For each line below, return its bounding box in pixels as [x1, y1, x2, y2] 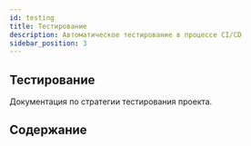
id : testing [9, 13, 55, 23]
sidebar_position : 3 [9, 38, 88, 48]
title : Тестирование [9, 22, 88, 31]
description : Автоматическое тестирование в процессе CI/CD [9, 30, 243, 39]
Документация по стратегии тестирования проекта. [9, 96, 213, 107]
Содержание [9, 122, 88, 138]
